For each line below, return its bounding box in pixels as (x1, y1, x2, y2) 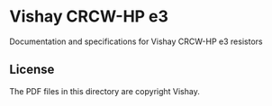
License (9, 62, 55, 77)
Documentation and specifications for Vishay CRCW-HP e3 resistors (9, 36, 263, 47)
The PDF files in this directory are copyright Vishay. (9, 85, 200, 96)
